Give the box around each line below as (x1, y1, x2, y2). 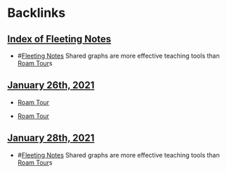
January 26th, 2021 (7, 79, 95, 91)
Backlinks (7, 5, 66, 21)
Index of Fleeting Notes (7, 33, 112, 45)
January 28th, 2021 (7, 132, 95, 144)
